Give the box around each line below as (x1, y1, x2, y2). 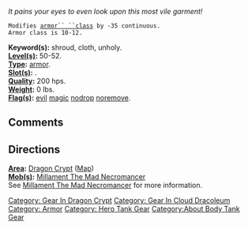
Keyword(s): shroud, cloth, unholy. (8, 43, 122, 52)
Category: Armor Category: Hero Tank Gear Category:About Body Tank (8, 205, 240, 214)
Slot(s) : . (8, 68, 37, 77)
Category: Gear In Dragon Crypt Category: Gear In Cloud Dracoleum (8, 196, 231, 205)
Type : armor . (8, 59, 51, 69)
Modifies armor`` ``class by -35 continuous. (8, 22, 160, 30)
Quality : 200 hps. (8, 77, 66, 85)
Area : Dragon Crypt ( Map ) (8, 163, 95, 173)
